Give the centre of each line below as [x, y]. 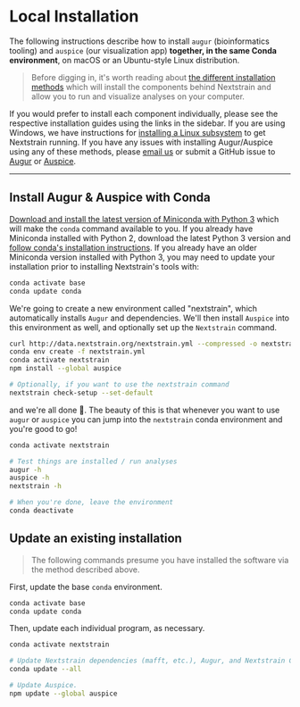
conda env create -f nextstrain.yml [77, 352]
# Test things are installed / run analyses [93, 462]
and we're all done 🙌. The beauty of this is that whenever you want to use [145, 410]
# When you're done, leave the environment [92, 503]
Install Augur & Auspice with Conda [110, 198]
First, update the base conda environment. [86, 586]
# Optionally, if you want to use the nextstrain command [119, 385]
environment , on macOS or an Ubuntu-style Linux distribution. [125, 60]
